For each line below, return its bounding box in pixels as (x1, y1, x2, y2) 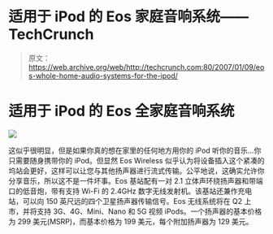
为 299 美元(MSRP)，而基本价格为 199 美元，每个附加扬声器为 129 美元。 (8, 216, 253, 226)
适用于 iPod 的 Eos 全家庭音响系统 (8, 102, 235, 120)
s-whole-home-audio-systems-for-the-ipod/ (28, 71, 179, 80)
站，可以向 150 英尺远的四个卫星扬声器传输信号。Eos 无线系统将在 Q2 (8, 196, 243, 206)
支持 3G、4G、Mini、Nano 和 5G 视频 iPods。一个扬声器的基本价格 (36, 206, 262, 216)
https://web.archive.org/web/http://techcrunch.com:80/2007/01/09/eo (28, 62, 265, 71)
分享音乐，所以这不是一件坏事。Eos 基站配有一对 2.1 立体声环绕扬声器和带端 (8, 175, 264, 185)
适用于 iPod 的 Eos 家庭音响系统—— (8, 7, 249, 26)
